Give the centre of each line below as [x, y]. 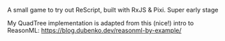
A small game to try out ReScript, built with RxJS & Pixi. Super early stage [113, 10]
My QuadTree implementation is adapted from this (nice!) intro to [101, 23]
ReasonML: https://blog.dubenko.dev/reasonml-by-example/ [94, 30]
